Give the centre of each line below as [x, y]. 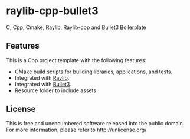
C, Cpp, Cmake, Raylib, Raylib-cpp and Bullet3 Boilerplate [76, 27]
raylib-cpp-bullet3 [52, 11]
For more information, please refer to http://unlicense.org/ [76, 130]
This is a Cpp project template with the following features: [76, 60]
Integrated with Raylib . [42, 77]
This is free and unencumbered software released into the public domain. [95, 123]
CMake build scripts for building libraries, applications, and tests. [94, 72]
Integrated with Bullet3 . [43, 84]
